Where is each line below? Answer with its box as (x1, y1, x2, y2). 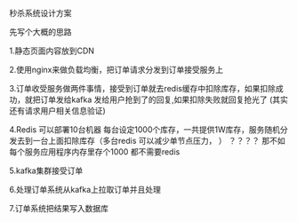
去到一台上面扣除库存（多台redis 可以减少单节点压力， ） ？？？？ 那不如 (16, 136, 286, 146)
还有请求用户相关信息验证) (9, 106, 107, 115)
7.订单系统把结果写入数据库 (9, 203, 109, 213)
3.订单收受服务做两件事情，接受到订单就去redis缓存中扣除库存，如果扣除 (9, 83, 276, 93)
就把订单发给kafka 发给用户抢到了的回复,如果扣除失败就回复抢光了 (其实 (24, 94, 289, 105)
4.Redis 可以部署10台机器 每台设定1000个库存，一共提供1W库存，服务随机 (9, 124, 281, 135)
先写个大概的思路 (9, 27, 72, 37)
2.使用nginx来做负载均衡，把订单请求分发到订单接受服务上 (9, 65, 224, 75)
